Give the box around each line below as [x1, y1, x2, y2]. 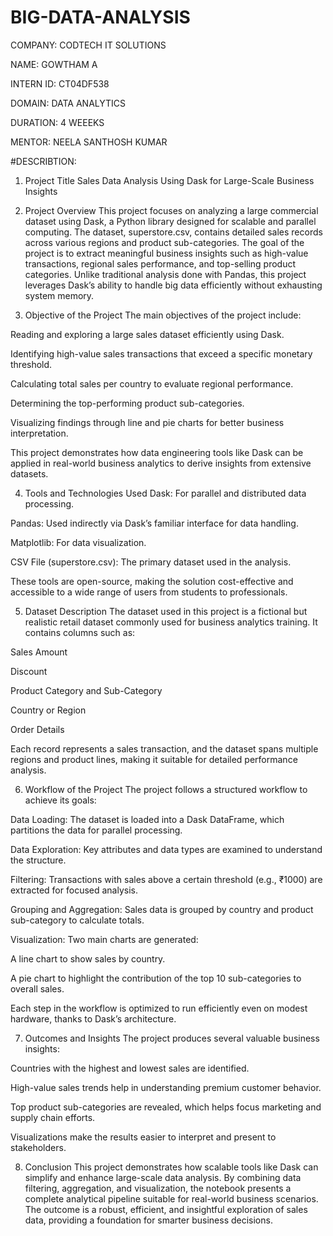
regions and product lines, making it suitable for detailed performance [10, 753, 298, 765]
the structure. [10, 854, 67, 866]
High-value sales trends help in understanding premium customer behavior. [10, 1081, 322, 1093]
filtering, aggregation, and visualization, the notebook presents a [24, 1182, 292, 1194]
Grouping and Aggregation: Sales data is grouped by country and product [10, 903, 314, 915]
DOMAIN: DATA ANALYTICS [10, 97, 127, 109]
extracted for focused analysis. [10, 884, 138, 896]
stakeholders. [10, 1141, 67, 1153]
